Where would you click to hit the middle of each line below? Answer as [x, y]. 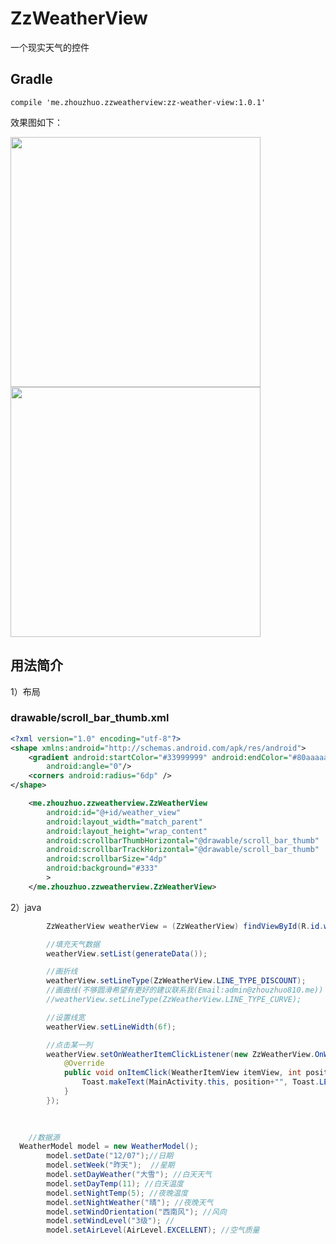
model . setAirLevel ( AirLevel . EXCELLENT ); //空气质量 [153, 1230]
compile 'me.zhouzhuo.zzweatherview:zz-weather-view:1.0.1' [138, 102]
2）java [26, 907]
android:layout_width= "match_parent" [124, 822]
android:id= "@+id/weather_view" [114, 812]
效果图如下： [36, 122]
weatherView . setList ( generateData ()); [127, 953]
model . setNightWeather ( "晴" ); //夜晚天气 [130, 1202]
